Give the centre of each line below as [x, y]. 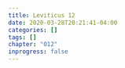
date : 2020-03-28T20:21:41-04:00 [63, 23]
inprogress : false [38, 52]
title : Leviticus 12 [42, 15]
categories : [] [33, 30]
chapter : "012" [33, 45]
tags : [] [22, 37]
